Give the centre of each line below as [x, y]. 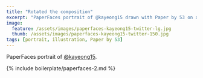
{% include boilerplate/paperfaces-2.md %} [61, 68]
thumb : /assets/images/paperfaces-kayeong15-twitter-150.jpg [90, 34]
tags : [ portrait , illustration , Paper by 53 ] [64, 40]
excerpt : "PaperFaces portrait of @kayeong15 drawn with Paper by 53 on [100, 17]
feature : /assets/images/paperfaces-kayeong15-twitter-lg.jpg [92, 28]
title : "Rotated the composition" [50, 12]
